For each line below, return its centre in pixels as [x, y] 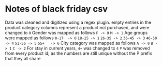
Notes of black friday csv [56, 9]
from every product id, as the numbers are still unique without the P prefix [79, 53]
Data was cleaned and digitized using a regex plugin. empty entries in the [78, 22]
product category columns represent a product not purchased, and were [77, 27]
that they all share [23, 58]
